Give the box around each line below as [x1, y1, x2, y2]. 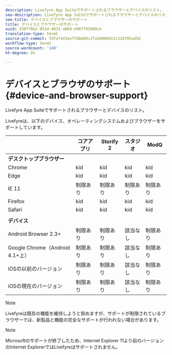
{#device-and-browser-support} [5, 90, 148, 101]
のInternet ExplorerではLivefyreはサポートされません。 [5, 344, 120, 350]
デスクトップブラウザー [8, 156, 65, 163]
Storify [101, 138, 119, 145]
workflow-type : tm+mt [5, 41, 52, 46]
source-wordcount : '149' [5, 46, 58, 51]
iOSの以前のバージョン [8, 265, 63, 273]
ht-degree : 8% [5, 50, 36, 55]
